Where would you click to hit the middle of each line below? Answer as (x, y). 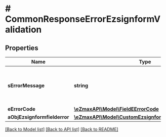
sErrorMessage (26, 86)
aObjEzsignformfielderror (38, 117)
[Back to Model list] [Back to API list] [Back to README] (62, 129)
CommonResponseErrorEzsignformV (83, 19)
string (81, 86)
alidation (23, 30)
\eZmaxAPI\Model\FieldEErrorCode (116, 109)
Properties (22, 48)
